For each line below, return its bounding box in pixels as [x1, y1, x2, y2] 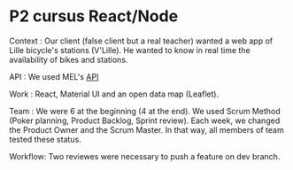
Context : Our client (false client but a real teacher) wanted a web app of [9, 35, 273, 46]
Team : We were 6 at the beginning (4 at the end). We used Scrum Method [9, 105, 281, 116]
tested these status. [9, 134, 81, 144]
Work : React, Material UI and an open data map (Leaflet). [9, 89, 220, 99]
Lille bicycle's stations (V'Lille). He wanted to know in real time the [9, 44, 251, 55]
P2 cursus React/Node [9, 6, 179, 27]
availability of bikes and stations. [9, 54, 128, 65]
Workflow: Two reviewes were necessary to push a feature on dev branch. [9, 151, 281, 161]
